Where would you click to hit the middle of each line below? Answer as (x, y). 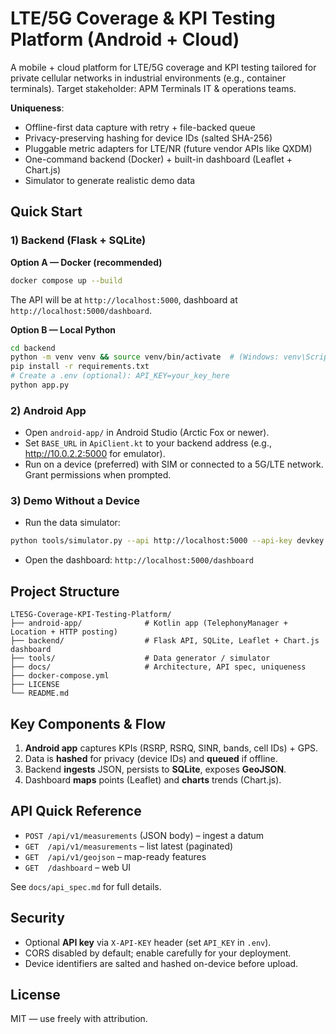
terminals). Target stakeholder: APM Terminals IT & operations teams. (153, 88)
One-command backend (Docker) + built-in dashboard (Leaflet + (158, 159)
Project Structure (65, 591)
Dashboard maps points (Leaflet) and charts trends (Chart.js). (153, 779)
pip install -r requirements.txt (80, 367)
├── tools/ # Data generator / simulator (140, 658)
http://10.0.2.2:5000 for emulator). (95, 454)
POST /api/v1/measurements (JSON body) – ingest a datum (144, 835)
